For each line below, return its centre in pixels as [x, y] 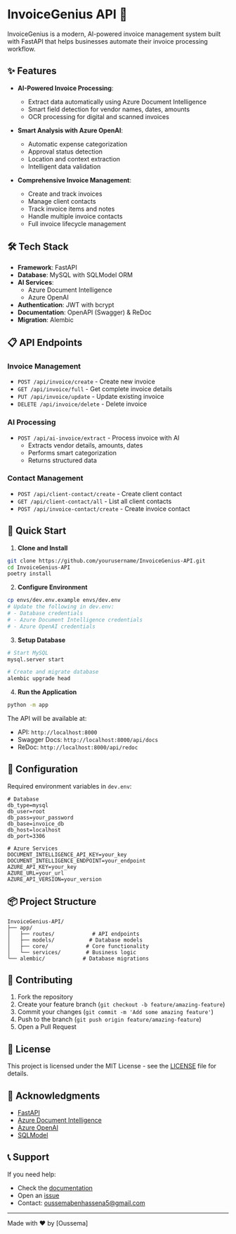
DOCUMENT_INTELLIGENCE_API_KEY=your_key [67, 854]
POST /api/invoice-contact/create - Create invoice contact [104, 508]
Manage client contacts [62, 201]
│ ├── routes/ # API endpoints [73, 934]
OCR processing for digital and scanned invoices [99, 116]
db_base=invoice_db [36, 824]
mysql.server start [36, 659]
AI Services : [35, 282]
